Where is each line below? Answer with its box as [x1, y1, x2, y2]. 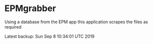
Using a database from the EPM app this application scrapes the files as [4, 19, 148, 25]
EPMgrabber [4, 3, 56, 14]
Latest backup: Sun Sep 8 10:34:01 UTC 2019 [4, 33, 95, 39]
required [4, 24, 22, 29]
